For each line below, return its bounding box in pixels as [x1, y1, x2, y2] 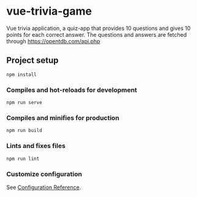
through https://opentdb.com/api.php [6, 37, 100, 45]
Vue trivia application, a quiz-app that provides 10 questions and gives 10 [6, 24, 191, 32]
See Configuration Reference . [6, 184, 81, 191]
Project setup [6, 55, 59, 65]
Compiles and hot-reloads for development [6, 86, 138, 94]
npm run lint [6, 155, 40, 162]
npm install [6, 72, 37, 78]
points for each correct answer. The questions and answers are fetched [6, 31, 187, 38]
